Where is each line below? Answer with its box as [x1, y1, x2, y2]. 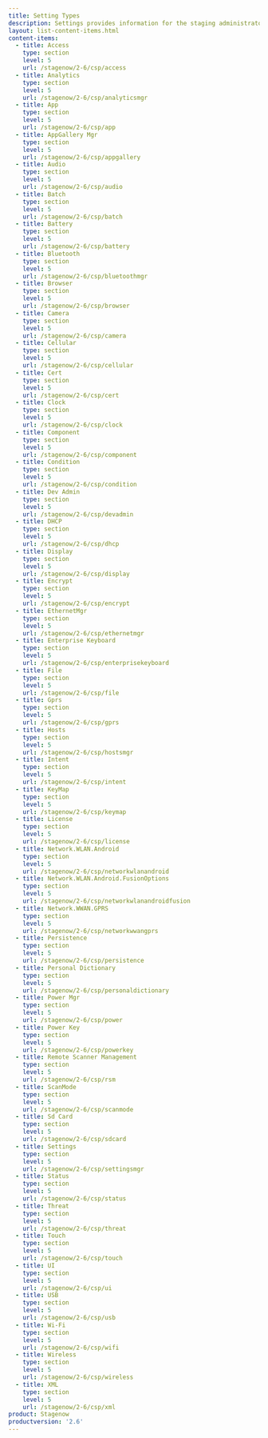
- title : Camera [15, 309, 69, 317]
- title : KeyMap [15, 785, 69, 793]
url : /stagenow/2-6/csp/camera [22, 331, 127, 340]
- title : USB [15, 1292, 59, 1300]
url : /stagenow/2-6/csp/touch [22, 1254, 124, 1262]
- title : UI [15, 1261, 56, 1269]
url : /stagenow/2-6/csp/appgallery [22, 153, 141, 161]
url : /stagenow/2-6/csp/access [22, 64, 127, 72]
